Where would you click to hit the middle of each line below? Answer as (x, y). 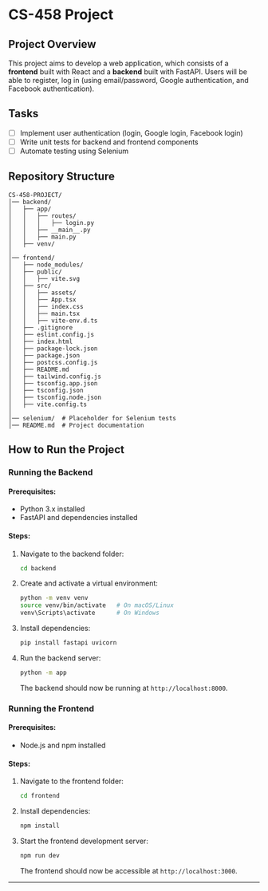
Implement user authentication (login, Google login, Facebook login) (131, 132)
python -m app (43, 672)
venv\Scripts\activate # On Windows (89, 613)
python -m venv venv (54, 598)
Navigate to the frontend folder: (71, 781)
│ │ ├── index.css (46, 306)
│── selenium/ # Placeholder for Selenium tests (93, 418)
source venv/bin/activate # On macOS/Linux (97, 605)
